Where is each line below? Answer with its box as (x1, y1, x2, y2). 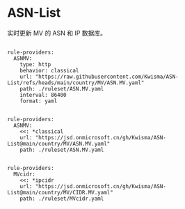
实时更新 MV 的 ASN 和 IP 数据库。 (7, 29, 106, 37)
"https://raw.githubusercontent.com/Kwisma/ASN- (35, 73, 179, 80)
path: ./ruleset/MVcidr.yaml (19, 195, 104, 202)
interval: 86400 (19, 91, 67, 98)
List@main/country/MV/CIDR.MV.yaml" (7, 189, 113, 196)
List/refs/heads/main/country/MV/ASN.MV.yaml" (7, 79, 145, 86)
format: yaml (19, 98, 58, 104)
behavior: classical (19, 67, 79, 74)
